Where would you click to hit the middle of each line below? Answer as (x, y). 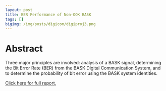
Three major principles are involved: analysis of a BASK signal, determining (83, 63)
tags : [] (14, 19)
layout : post (19, 10)
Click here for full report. (31, 83)
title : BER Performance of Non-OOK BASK (48, 15)
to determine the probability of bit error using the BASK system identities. (81, 73)
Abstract (24, 49)
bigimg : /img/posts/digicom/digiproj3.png (50, 24)
